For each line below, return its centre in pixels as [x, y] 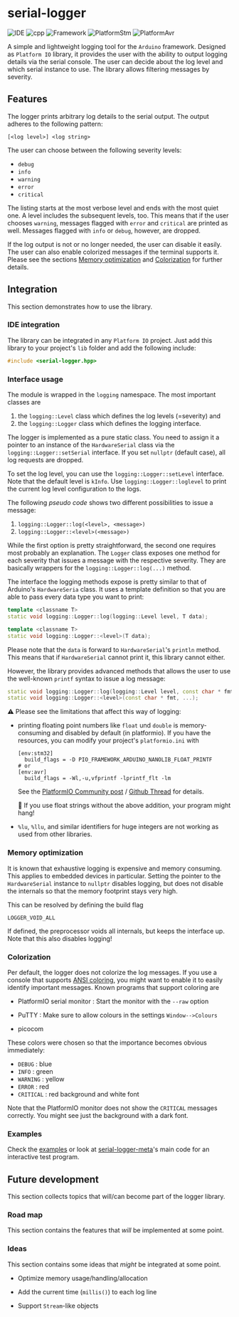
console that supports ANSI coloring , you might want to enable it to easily [115, 980]
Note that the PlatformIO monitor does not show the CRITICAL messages [113, 1108]
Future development [53, 1179]
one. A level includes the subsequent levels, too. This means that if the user [118, 215]
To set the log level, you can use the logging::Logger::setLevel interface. [116, 474]
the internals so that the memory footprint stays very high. [92, 891]
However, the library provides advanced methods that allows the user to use [119, 671]
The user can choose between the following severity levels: [95, 150]
